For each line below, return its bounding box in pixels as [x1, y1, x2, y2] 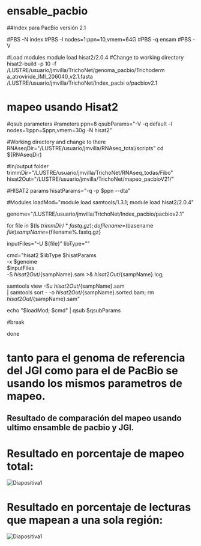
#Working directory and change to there [7, 138, 106, 145]
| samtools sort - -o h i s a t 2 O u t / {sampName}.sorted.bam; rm [7, 288, 155, 296]
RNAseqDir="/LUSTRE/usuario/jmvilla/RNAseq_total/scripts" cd [7, 144, 164, 151]
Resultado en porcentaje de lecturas [7, 500, 191, 514]
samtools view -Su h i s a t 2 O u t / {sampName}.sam [7, 282, 125, 290]
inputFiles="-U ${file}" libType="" [7, 240, 90, 247]
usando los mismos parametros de [7, 377, 182, 390]
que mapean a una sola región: [7, 513, 163, 527]
